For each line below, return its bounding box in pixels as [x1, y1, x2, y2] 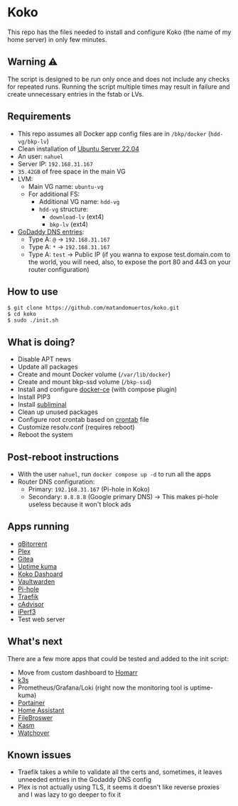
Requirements [7, 111, 71, 123]
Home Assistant [17, 706, 65, 714]
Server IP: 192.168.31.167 [17, 159, 94, 168]
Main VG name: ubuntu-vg [28, 182, 104, 190]
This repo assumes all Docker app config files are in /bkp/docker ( [17, 129, 211, 138]
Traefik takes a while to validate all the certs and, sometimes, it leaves [17, 768, 222, 776]
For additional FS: [28, 190, 80, 198]
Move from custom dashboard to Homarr [17, 668, 138, 677]
